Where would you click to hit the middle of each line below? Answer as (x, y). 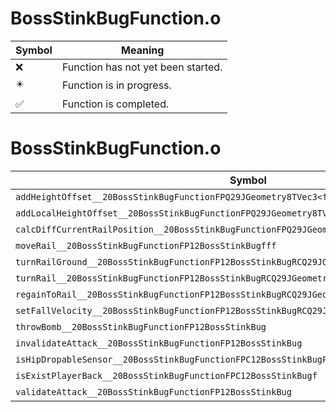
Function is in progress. (116, 85)
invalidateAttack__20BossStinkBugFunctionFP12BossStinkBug (159, 343)
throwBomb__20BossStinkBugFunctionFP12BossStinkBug (141, 326)
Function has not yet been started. (142, 67)
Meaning (143, 50)
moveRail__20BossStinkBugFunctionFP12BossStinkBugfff (146, 245)
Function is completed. (115, 104)
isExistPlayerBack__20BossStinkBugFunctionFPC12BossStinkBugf (166, 375)
